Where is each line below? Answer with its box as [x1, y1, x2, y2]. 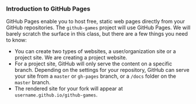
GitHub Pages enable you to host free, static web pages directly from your [6, 18, 185, 25]
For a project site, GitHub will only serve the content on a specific [14, 60, 173, 67]
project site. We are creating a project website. [14, 54, 128, 61]
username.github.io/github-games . [14, 91, 98, 98]
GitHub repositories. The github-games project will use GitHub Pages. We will [6, 24, 191, 31]
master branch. [14, 79, 51, 86]
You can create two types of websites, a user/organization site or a [14, 48, 177, 55]
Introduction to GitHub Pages [6, 5, 91, 13]
